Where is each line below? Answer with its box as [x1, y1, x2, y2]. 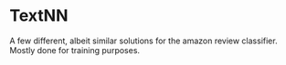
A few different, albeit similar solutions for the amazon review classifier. [9, 35, 278, 46]
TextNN [9, 5, 69, 26]
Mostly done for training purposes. [9, 44, 140, 55]
